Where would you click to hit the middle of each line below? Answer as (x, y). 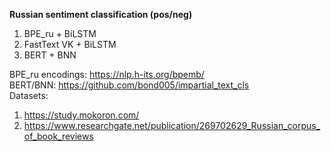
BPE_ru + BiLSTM (60, 33)
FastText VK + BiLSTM (70, 44)
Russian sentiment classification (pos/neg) (101, 14)
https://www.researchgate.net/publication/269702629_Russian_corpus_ (172, 125)
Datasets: (29, 95)
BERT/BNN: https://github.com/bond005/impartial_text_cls (129, 85)
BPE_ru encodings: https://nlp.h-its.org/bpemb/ (107, 74)
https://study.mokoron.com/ (81, 115)
